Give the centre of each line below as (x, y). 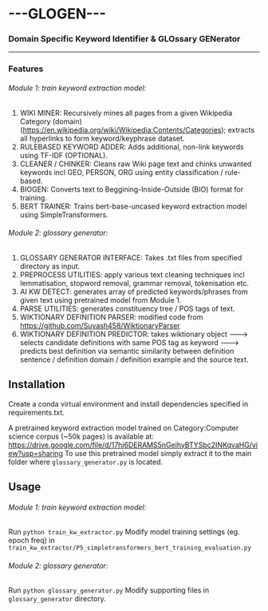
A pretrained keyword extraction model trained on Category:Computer (124, 427)
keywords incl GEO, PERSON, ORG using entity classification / (121, 172)
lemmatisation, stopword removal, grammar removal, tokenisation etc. (134, 283)
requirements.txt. (37, 412)
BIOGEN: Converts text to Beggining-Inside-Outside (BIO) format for (132, 189)
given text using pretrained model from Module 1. (100, 300)
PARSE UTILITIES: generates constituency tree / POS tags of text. (127, 308)
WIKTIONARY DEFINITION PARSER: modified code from (111, 317)
